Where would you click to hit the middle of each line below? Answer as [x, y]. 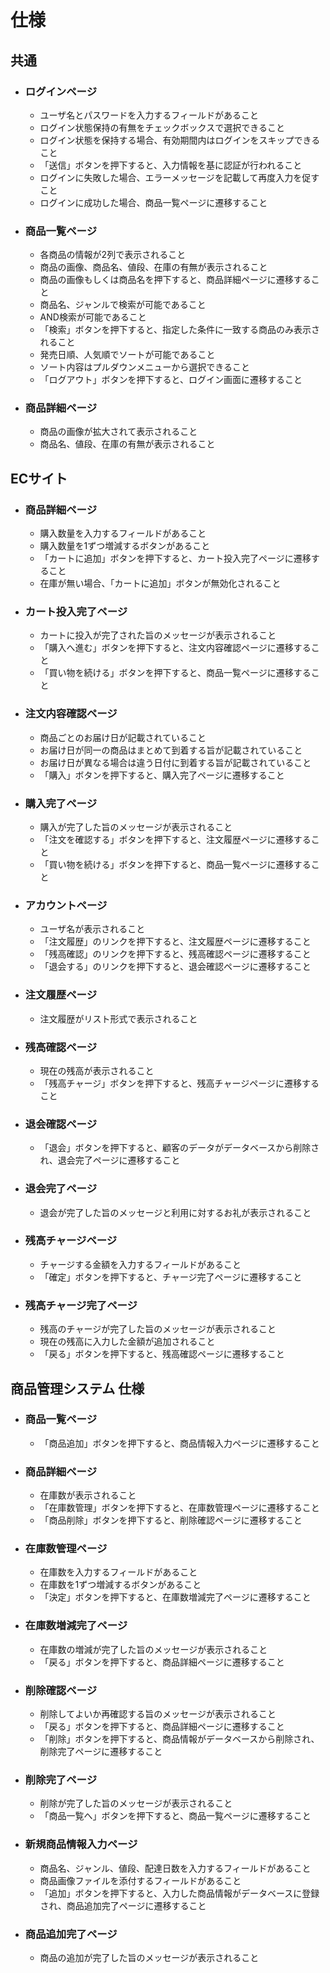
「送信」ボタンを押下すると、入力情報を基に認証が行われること [171, 165]
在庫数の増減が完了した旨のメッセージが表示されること [153, 1649]
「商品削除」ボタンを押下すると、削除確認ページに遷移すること [171, 1520]
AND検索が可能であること [93, 317]
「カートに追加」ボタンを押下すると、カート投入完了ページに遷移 [175, 558]
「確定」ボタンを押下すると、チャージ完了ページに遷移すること [171, 1277]
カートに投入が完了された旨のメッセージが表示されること [158, 635]
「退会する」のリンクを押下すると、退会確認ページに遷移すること [175, 967]
